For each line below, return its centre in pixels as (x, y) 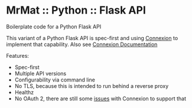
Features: (18, 55)
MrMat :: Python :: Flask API (76, 10)
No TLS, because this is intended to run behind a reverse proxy (92, 86)
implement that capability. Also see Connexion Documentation (82, 44)
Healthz (24, 92)
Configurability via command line (55, 80)
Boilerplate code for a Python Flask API (54, 27)
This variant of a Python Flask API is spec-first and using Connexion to (92, 38)
